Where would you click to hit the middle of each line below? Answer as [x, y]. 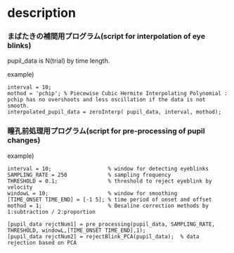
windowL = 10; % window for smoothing [92, 193]
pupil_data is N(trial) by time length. [59, 61]
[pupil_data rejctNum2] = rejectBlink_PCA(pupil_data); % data [103, 236]
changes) [24, 140]
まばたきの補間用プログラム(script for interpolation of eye [106, 37]
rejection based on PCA [42, 242]
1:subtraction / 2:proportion [52, 212]
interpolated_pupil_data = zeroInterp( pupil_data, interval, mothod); [114, 112]
